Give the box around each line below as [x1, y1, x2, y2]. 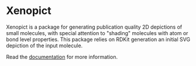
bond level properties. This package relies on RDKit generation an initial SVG [6, 36, 191, 43]
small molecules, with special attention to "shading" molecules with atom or [6, 29, 188, 36]
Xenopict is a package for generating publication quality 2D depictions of [6, 23, 183, 30]
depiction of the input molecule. [6, 42, 83, 49]
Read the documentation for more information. [6, 53, 118, 60]
